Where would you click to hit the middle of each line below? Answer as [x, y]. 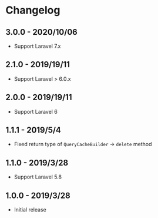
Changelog [33, 10]
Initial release [30, 210]
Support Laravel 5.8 [38, 177]
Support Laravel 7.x [37, 46]
